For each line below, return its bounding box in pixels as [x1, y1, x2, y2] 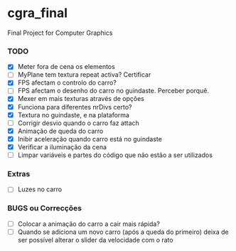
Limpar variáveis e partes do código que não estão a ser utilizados [17, 151, 213, 159]
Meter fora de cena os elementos [17, 63, 115, 71]
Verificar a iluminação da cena [17, 142, 107, 151]
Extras [7, 169, 31, 178]
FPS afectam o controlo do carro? [17, 78, 117, 87]
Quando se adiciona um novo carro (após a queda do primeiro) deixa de [17, 228, 229, 236]
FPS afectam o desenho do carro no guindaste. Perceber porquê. [17, 87, 210, 95]
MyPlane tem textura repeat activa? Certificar [17, 70, 151, 79]
